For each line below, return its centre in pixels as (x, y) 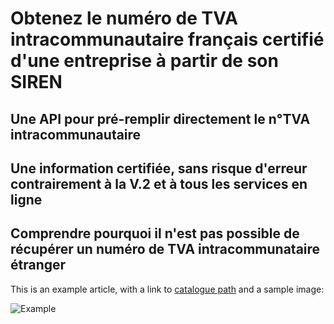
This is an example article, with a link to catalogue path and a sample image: (167, 289)
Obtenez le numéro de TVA (124, 18)
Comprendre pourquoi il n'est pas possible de (155, 233)
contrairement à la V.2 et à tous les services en (159, 183)
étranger (38, 265)
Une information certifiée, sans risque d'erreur (159, 168)
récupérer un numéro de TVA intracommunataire (165, 249)
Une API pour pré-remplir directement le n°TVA (160, 118)
